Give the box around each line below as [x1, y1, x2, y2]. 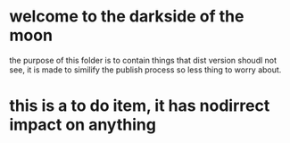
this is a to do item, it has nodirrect [9, 96, 270, 116]
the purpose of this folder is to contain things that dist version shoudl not [9, 55, 278, 65]
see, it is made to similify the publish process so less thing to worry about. [9, 64, 282, 75]
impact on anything [9, 114, 156, 135]
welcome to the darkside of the [9, 6, 244, 27]
